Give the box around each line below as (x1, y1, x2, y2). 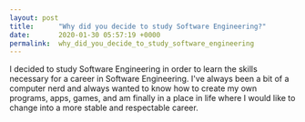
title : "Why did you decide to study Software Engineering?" (9, 22, 267, 31)
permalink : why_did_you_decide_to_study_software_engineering (9, 38, 255, 48)
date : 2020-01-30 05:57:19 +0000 (9, 30, 161, 39)
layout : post (9, 13, 59, 23)
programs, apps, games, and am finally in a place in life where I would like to (9, 93, 296, 104)
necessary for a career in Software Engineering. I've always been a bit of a (9, 74, 290, 85)
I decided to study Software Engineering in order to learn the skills (9, 64, 258, 75)
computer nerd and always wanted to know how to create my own (9, 83, 258, 94)
